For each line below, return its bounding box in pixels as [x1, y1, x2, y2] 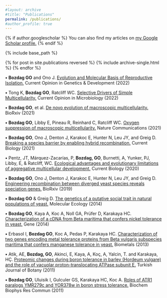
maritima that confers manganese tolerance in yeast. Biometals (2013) [5, 241, 149, 247]
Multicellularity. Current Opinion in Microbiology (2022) [5, 95, 119, 101]
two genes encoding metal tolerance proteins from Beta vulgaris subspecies [5, 236, 162, 242]
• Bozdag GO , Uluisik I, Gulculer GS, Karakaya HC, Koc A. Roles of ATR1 [5, 277, 152, 283]
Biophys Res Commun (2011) [5, 287, 64, 293]
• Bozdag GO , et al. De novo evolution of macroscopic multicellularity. [5, 104, 149, 110]
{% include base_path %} [5, 50, 58, 56]
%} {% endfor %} [5, 65, 41, 71]
